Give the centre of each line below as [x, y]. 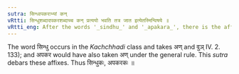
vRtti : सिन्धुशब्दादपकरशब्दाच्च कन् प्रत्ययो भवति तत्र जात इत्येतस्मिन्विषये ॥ [88, 20]
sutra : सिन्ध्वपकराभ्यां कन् [37, 14]
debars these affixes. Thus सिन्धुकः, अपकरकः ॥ [71, 63]
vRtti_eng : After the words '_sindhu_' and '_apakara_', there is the [114, 27]
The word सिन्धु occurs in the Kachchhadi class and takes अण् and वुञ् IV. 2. [114, 47]
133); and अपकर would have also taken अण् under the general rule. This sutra [118, 55]
